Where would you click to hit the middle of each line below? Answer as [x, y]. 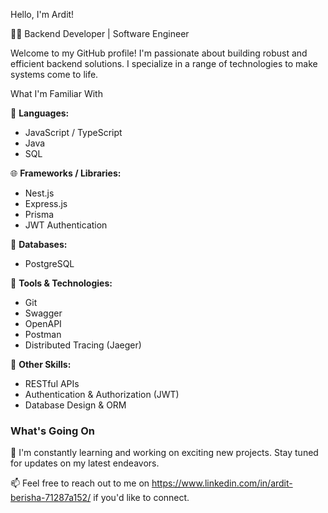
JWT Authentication [66, 225]
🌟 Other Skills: [41, 364]
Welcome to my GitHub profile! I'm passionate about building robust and [159, 53]
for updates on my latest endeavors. [85, 463]
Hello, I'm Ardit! [42, 14]
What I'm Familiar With [56, 93]
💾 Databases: [39, 244]
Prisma [39, 214]
